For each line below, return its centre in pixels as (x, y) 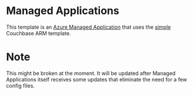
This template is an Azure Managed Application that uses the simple (89, 27)
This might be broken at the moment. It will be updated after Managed (91, 73)
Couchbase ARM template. (39, 33)
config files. (21, 86)
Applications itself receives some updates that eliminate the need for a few (96, 79)
